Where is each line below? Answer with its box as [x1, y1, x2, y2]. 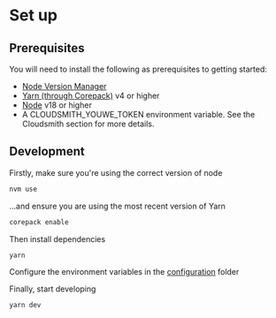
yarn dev [9, 301, 42, 310]
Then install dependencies [9, 233, 106, 244]
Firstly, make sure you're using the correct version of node [9, 167, 223, 178]
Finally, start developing [9, 284, 96, 294]
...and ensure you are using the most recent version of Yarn [9, 201, 226, 211]
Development [9, 144, 86, 159]
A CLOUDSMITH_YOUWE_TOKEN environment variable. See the [21, 110, 256, 119]
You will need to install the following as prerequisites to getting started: [9, 64, 268, 74]
